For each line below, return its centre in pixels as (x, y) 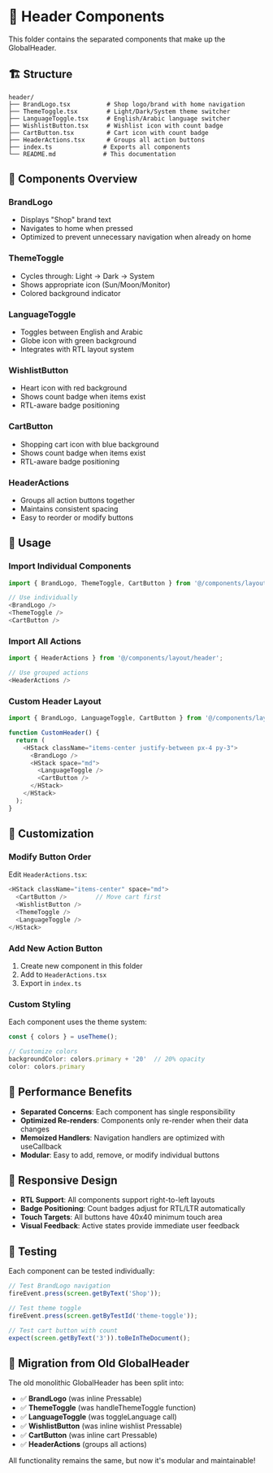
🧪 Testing (33, 1251)
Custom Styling (40, 1004)
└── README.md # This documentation (92, 154)
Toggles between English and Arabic (82, 332)
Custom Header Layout (55, 701)
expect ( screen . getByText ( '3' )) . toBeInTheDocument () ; (100, 1338)
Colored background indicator (70, 293)
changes (35, 1129)
